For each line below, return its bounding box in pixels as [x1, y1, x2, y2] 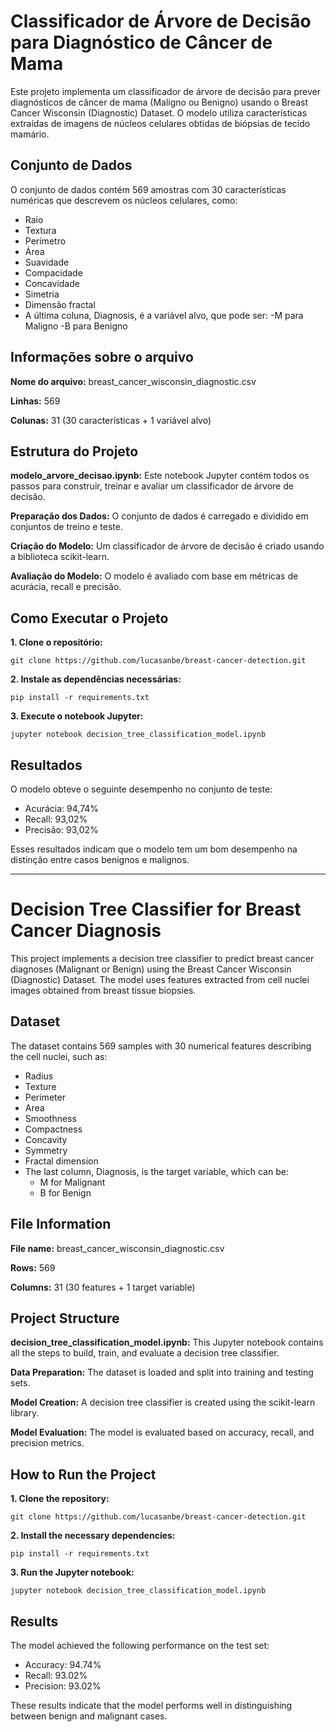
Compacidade [24, 266, 83, 279]
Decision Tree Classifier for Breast [10, 898, 302, 921]
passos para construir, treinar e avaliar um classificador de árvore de [10, 480, 294, 492]
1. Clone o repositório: [10, 636, 103, 649]
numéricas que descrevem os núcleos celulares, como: [10, 194, 238, 206]
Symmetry [24, 1144, 68, 1156]
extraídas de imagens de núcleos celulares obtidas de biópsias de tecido [10, 117, 311, 129]
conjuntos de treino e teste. [10, 521, 123, 533]
